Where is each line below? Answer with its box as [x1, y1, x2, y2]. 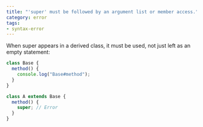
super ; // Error [17, 105, 59, 111]
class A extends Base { [6, 93, 66, 99]
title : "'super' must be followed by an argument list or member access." [6, 8, 199, 15]
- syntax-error [6, 25, 45, 32]
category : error [6, 14, 47, 20]
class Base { [6, 60, 39, 66]
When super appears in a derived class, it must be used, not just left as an [6, 42, 191, 49]
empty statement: [6, 49, 50, 56]
